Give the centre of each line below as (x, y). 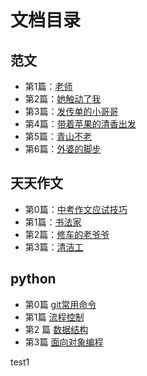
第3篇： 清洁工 (54, 247)
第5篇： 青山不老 (58, 136)
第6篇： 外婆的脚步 (63, 149)
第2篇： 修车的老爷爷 (67, 234)
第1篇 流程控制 (54, 317)
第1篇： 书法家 (53, 222)
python (33, 279)
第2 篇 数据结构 (56, 329)
